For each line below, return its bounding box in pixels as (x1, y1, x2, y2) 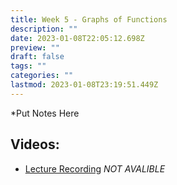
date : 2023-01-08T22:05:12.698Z (10, 33, 145, 43)
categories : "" (10, 71, 74, 81)
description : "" (10, 24, 78, 34)
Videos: (10, 136, 60, 153)
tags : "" (10, 61, 47, 71)
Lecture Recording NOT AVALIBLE (24, 162, 166, 175)
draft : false (10, 52, 65, 62)
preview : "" (10, 42, 60, 53)
